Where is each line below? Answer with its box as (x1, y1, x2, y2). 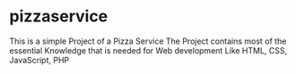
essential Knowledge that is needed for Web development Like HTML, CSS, (9, 45, 288, 55)
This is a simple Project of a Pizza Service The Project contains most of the (9, 36, 287, 46)
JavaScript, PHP (9, 54, 70, 65)
